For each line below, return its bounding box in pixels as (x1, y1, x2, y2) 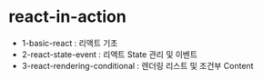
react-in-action (8, 6, 126, 27)
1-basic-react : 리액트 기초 (21, 37, 118, 48)
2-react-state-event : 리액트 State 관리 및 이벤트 (21, 48, 197, 60)
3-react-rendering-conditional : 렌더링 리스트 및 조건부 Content (21, 60, 254, 71)
